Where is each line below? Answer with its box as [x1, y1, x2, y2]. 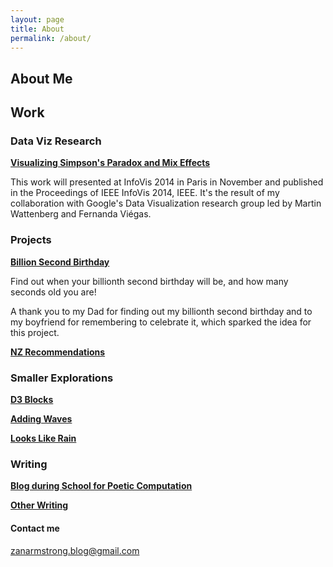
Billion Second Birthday [10, 256, 110, 268]
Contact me [10, 522, 60, 534]
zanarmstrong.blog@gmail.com [10, 544, 140, 556]
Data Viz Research [10, 134, 102, 148]
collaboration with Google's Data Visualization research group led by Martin [10, 197, 322, 210]
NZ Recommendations [10, 346, 106, 358]
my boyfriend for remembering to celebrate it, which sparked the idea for [10, 316, 312, 328]
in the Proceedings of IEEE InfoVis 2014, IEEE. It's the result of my [10, 187, 280, 199]
